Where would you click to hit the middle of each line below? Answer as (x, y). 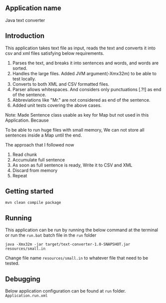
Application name (33, 8)
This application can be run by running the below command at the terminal (82, 230)
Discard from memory (35, 170)
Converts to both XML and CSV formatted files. (61, 84)
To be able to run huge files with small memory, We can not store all (75, 130)
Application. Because (27, 120)
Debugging (23, 279)
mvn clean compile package (33, 203)
